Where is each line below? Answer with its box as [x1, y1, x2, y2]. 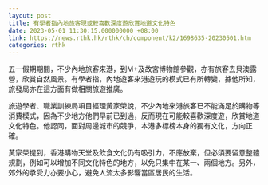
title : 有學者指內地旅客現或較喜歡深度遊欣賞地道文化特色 [8, 19, 176, 27]
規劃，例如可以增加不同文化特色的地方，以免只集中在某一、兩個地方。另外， [8, 158, 260, 167]
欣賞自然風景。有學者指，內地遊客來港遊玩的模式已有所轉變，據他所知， [22, 74, 260, 84]
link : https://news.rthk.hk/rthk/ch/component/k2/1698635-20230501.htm [8, 33, 251, 42]
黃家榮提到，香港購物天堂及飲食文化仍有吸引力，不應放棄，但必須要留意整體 [8, 148, 260, 158]
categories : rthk [8, 41, 66, 49]
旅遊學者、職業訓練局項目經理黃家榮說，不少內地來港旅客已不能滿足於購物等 [8, 101, 260, 111]
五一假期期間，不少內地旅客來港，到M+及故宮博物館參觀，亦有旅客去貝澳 [8, 65, 250, 74]
